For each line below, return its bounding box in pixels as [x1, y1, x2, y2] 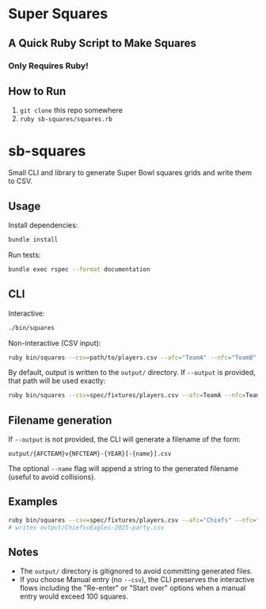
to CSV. [8, 176, 33, 186]
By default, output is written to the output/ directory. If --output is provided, [8, 368, 256, 377]
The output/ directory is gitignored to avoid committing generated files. [19, 566, 253, 576]
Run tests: [8, 250, 41, 259]
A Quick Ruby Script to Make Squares [8, 36, 196, 50]
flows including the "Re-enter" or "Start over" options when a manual [19, 584, 246, 593]
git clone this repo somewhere [19, 105, 123, 115]
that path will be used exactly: [8, 376, 106, 385]
